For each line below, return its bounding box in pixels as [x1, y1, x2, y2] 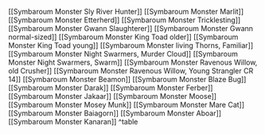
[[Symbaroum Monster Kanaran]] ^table [8, 117, 138, 126]
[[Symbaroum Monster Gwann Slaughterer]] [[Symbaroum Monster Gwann [8, 24, 253, 33]
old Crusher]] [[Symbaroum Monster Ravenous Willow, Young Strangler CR [8, 66, 254, 75]
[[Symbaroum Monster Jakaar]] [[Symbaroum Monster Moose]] [8, 92, 217, 100]
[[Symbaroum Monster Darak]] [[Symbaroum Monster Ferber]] [8, 83, 213, 93]
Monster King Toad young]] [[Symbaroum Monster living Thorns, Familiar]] [8, 41, 254, 50]
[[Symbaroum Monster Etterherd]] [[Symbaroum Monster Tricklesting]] [8, 15, 241, 25]
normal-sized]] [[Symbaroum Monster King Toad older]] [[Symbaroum [8, 32, 239, 41]
